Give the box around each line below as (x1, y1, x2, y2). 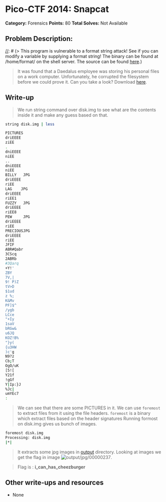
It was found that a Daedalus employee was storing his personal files (17, 68, 159, 74)
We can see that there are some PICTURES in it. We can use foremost (17, 405, 161, 411)
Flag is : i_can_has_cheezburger (17, 464, 85, 470)
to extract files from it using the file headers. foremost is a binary (17, 410, 151, 416)
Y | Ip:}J (5, 382, 21, 387)
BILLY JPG (5, 173, 30, 178)
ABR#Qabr (5, 247, 23, 252)
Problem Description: (5, 35, 73, 43)
